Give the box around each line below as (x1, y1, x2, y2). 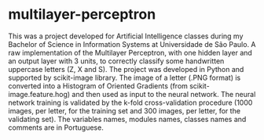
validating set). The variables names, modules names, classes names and (8, 114, 247, 124)
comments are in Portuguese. (8, 123, 104, 132)
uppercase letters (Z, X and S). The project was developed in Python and (8, 64, 244, 74)
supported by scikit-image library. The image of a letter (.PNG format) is (8, 73, 241, 82)
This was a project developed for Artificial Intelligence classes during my (8, 31, 244, 41)
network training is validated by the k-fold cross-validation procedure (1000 (8, 98, 253, 107)
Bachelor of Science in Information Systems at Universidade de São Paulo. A (8, 39, 257, 48)
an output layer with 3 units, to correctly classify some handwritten (8, 56, 225, 66)
